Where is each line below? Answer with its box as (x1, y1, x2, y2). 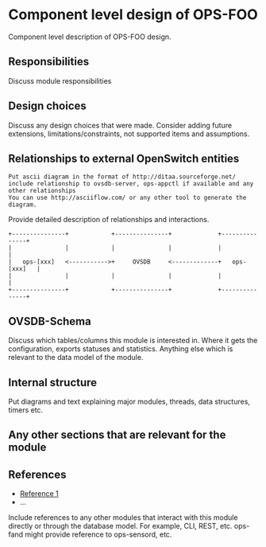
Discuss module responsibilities (8, 76, 112, 85)
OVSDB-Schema (8, 315, 91, 328)
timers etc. (8, 405, 44, 415)
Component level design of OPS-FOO (8, 6, 258, 24)
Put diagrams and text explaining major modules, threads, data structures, (8, 397, 250, 406)
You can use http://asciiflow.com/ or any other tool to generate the (8, 193, 247, 202)
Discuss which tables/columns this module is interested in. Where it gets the (8, 336, 258, 346)
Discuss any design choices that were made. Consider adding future (8, 120, 233, 130)
